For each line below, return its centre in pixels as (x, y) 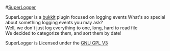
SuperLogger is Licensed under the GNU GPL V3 (57, 43)
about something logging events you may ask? (54, 22)
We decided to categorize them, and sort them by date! (63, 33)
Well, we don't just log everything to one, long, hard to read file (71, 28)
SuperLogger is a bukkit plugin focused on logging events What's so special (85, 17)
